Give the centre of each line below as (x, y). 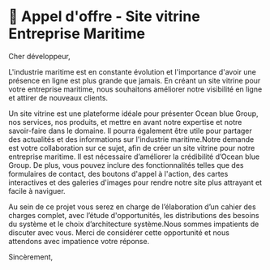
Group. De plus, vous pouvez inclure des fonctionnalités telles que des (126, 165)
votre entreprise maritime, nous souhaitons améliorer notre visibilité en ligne (135, 89)
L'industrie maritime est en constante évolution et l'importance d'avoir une (133, 71)
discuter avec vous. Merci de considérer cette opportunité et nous (119, 232)
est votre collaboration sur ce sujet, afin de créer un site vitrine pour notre (132, 148)
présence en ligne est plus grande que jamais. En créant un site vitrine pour (135, 80)
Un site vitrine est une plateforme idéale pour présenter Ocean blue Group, (133, 114)
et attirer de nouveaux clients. (58, 97)
